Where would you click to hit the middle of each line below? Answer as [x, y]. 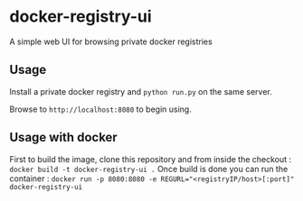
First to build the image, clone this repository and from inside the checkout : [151, 159]
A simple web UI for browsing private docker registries [111, 41]
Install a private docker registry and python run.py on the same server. [141, 91]
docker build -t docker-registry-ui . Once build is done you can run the [149, 169]
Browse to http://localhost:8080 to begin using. [100, 109]
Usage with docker [63, 137]
